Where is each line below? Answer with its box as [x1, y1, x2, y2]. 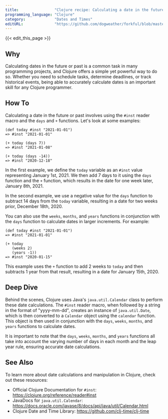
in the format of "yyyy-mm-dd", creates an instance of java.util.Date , [5, 307, 151, 313]
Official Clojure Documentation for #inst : [12, 386, 96, 392]
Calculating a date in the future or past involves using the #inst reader [5, 112, 150, 118]
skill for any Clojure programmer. [5, 84, 72, 90]
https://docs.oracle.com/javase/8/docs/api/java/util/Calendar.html [12, 402, 148, 408]
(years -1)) [11, 250, 37, 255]
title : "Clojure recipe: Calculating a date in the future [5, 7, 164, 13]
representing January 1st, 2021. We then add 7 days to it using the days [5, 172, 151, 178]
